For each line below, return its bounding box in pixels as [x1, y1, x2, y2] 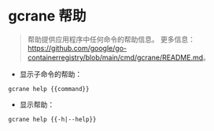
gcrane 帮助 [8, 7, 87, 25]
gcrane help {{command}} [8, 85, 90, 93]
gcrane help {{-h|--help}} [8, 115, 97, 123]
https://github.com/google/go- [27, 43, 127, 53]
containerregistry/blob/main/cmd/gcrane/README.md [27, 53, 204, 62]
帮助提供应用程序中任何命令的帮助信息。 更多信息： [27, 35, 195, 44]
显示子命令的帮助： [19, 69, 83, 78]
